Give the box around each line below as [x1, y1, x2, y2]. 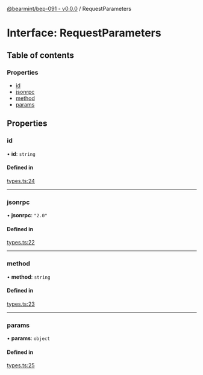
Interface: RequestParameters [7, 26, 161, 40]
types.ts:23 [7, 300, 35, 308]
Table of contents [7, 50, 74, 60]
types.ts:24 [7, 177, 36, 184]
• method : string [7, 273, 51, 280]
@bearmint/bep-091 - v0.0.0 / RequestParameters [7, 5, 132, 12]
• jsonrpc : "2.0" [7, 212, 48, 219]
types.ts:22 [7, 239, 35, 246]
